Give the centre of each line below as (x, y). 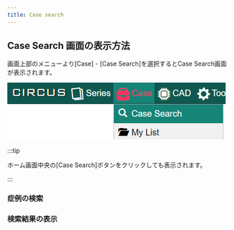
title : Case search (36, 15)
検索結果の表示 (32, 219)
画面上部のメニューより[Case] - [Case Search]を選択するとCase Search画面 (117, 64)
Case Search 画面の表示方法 (69, 46)
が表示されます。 (31, 73)
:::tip (14, 151)
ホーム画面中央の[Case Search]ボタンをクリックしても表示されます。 (107, 165)
